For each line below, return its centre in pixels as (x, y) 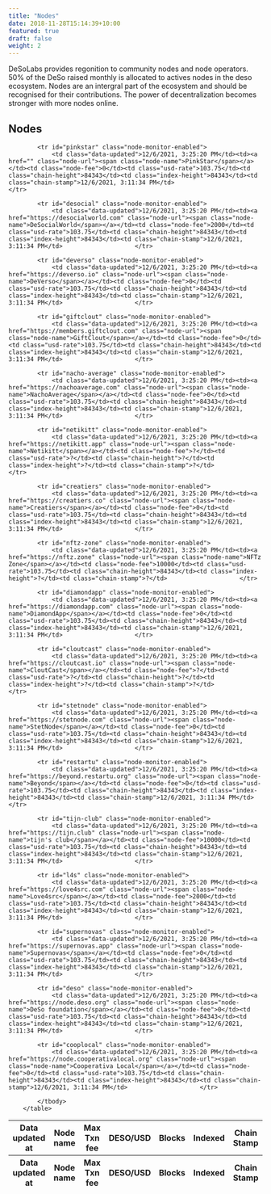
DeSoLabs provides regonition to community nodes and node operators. (128, 69)
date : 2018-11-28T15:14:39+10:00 (65, 23)
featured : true (34, 31)
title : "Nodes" (34, 16)
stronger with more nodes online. (63, 103)
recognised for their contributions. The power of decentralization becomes (132, 95)
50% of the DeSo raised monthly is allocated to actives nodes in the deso (130, 78)
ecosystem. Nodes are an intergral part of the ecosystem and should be (128, 86)
